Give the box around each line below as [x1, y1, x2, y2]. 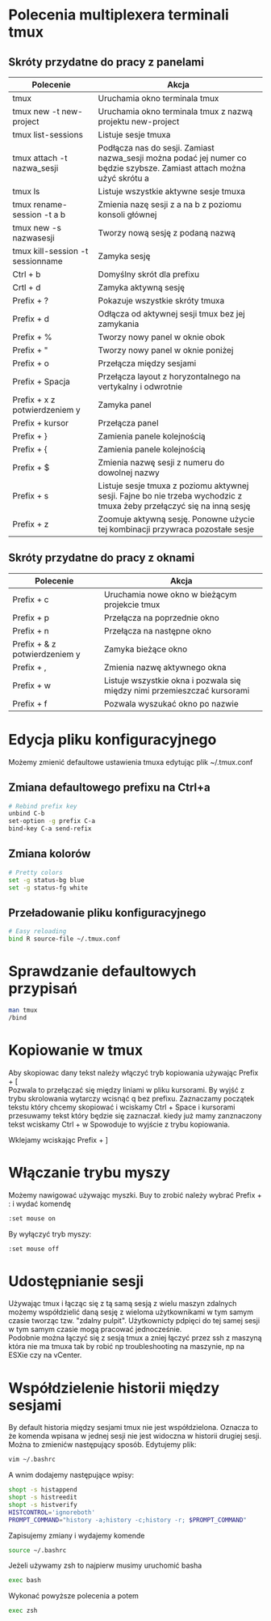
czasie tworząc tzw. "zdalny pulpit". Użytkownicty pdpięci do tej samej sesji [8, 1316, 261, 1326]
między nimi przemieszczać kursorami [103, 685, 250, 696]
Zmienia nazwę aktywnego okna [103, 661, 227, 673]
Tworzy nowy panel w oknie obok [98, 332, 226, 342]
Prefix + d [12, 313, 50, 325]
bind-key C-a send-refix [8, 825, 92, 833]
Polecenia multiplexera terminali [8, 6, 230, 24]
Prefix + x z [12, 394, 56, 405]
